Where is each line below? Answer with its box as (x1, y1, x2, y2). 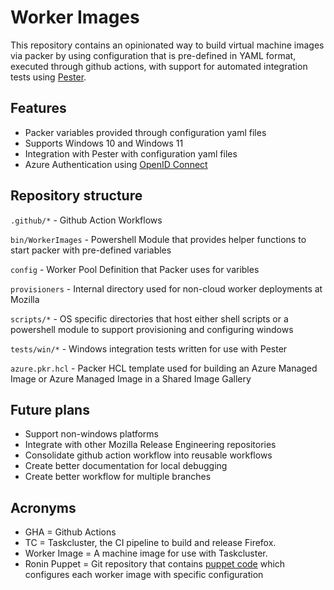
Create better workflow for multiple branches (24, 471, 212, 483)
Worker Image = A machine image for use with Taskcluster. (24, 547, 268, 560)
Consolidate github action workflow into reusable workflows (24, 449, 273, 461)
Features (10, 100, 67, 117)
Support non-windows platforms (24, 428, 159, 440)
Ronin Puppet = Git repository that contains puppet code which (24, 558, 286, 570)
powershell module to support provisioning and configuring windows (10, 323, 294, 335)
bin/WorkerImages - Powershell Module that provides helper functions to (10, 233, 307, 245)
